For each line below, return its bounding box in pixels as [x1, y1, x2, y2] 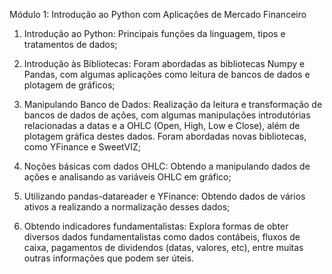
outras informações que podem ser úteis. [23, 252, 195, 264]
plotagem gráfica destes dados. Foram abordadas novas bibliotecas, [23, 130, 307, 142]
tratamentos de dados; [23, 39, 118, 50]
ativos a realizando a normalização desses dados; [23, 201, 231, 213]
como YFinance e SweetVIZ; [23, 141, 141, 153]
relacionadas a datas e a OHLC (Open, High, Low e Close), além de [23, 120, 301, 131]
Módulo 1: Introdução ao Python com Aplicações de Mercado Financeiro [9, 9, 307, 20]
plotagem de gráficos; [23, 79, 116, 91]
